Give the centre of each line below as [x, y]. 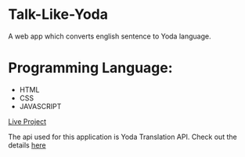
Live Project [27, 121]
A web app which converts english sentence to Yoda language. [110, 36]
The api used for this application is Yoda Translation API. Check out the [122, 137]
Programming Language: [91, 68]
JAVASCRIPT [40, 106]
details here [27, 145]
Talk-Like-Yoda [58, 15]
